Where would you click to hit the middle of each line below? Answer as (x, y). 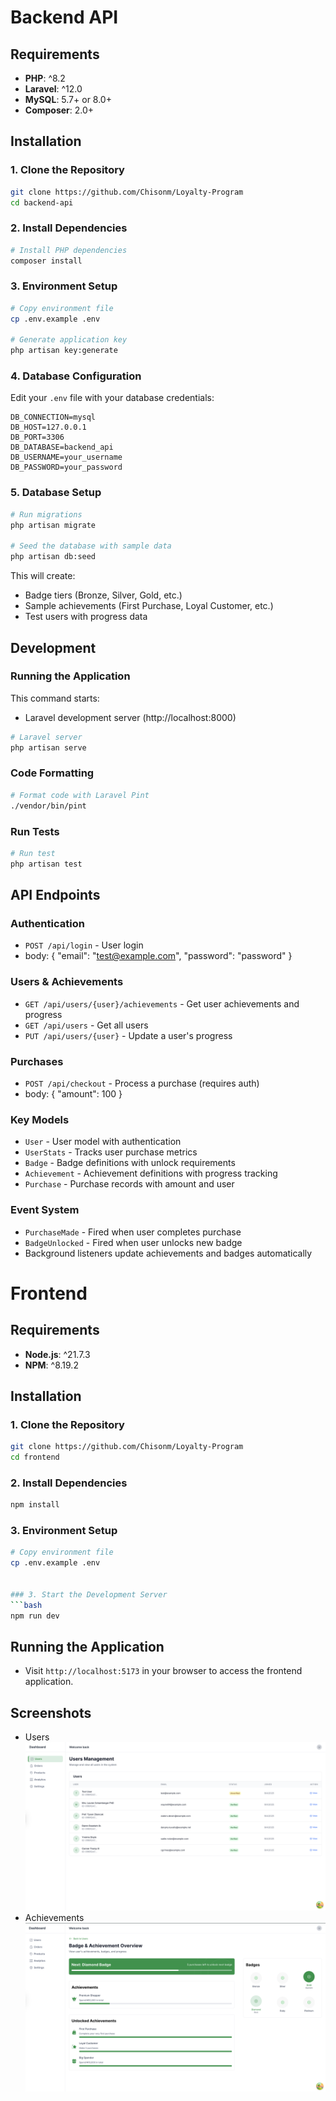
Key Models (40, 1119)
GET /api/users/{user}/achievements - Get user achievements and (162, 1003)
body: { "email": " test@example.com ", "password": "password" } (158, 956)
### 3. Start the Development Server (89, 1594)
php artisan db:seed (53, 557)
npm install (35, 1505)
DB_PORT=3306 (37, 437)
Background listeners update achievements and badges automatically (168, 1253)
